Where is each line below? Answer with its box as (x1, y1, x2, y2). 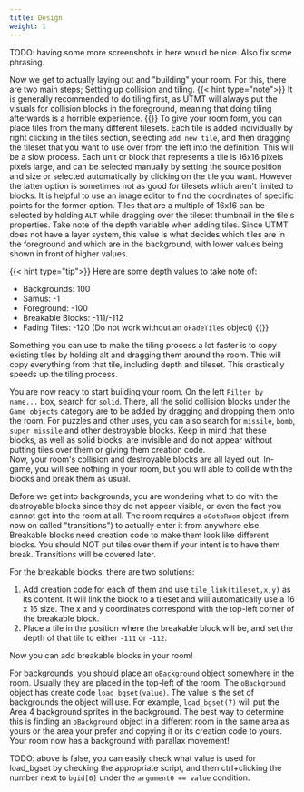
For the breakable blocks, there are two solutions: (9, 566, 195, 577)
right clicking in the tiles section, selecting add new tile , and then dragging (9, 132, 291, 143)
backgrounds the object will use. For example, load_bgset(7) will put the (9, 697, 279, 707)
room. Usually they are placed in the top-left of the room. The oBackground (9, 677, 286, 687)
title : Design (9, 13, 64, 23)
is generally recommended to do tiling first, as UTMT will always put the (9, 93, 279, 105)
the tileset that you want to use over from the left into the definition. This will (9, 142, 294, 153)
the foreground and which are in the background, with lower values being (9, 238, 284, 249)
